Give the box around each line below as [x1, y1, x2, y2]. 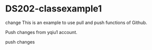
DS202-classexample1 [5, 3, 102, 14]
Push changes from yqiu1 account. [5, 29, 78, 35]
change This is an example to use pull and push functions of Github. [5, 19, 147, 25]
